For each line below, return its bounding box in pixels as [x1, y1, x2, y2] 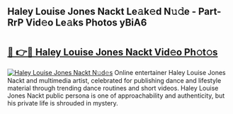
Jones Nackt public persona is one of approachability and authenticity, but [7, 91, 225, 100]
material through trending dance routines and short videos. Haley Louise [7, 84, 219, 92]
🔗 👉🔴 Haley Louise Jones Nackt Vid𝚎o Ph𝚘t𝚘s [7, 46, 218, 58]
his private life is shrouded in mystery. [7, 99, 118, 107]
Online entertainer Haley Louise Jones [114, 69, 226, 76]
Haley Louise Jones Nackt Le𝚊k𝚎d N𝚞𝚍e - [7, 6, 197, 18]
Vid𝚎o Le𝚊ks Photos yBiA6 [25, 17, 147, 29]
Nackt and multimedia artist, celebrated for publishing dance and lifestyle [7, 76, 222, 84]
